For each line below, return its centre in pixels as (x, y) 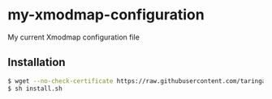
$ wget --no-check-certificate (60, 81)
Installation (37, 62)
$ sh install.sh (35, 89)
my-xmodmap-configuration (106, 15)
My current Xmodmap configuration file (73, 37)
